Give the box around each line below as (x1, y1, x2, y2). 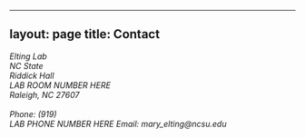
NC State (9, 60, 44, 71)
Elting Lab (9, 51, 47, 62)
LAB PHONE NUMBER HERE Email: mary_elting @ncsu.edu (9, 118, 227, 129)
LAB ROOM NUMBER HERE (9, 79, 112, 91)
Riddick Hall (9, 70, 54, 81)
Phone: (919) (9, 108, 57, 119)
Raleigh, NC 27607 (9, 89, 80, 100)
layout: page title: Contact (9, 26, 161, 42)
